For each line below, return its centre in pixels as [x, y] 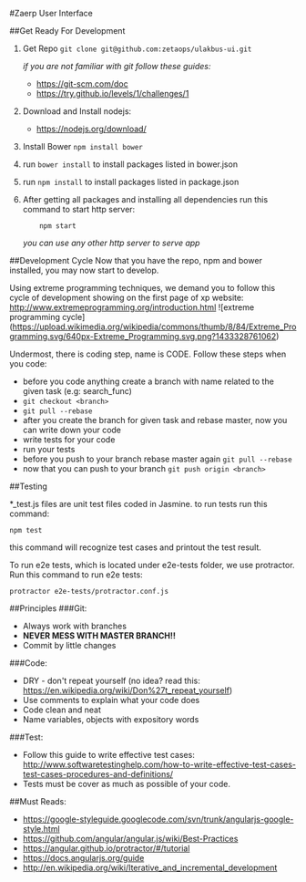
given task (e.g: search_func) [77, 391]
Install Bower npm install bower [83, 146]
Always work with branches [75, 626]
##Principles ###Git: [48, 608]
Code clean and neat [62, 710]
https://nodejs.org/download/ [92, 129]
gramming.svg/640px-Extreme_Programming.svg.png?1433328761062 [143, 336]
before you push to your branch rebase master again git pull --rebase [158, 459]
